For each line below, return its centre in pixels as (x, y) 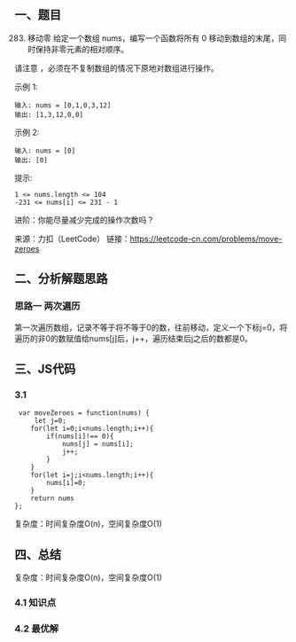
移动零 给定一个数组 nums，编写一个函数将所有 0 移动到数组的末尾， (153, 38)
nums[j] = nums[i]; (97, 444)
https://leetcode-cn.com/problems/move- (206, 239)
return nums (52, 498)
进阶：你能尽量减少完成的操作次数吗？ (84, 220)
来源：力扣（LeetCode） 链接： (73, 239)
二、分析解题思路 (61, 279)
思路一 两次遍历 (47, 306)
